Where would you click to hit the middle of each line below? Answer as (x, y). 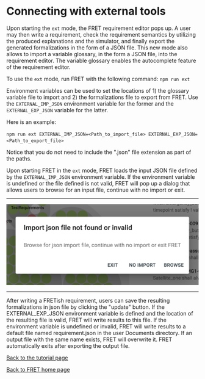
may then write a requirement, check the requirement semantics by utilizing (101, 34)
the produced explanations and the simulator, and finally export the (91, 41)
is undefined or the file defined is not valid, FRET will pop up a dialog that (98, 183)
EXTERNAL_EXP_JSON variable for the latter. (57, 110)
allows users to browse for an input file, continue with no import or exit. (96, 190)
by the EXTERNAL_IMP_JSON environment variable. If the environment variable (101, 177)
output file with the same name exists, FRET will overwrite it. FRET (89, 339)
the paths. (19, 158)
